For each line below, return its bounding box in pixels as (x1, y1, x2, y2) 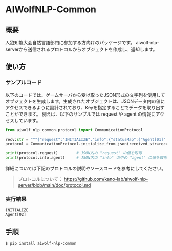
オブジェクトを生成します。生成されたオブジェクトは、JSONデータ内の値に (5, 98, 165, 104)
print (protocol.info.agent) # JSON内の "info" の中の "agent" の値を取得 (5, 155, 167, 161)
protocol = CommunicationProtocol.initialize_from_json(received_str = (5, 142, 159, 147)
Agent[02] (5, 212, 27, 217)
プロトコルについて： (17, 176, 63, 182)
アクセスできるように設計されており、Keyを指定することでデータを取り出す (5, 104, 165, 110)
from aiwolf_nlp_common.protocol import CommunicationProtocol (5, 127, 143, 132)
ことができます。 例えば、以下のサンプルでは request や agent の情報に (5, 111, 156, 117)
